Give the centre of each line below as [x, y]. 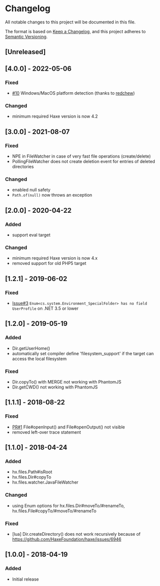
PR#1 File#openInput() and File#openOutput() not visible [68, 427]
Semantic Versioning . [26, 37]
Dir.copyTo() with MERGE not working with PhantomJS [67, 382]
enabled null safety [31, 190]
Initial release [25, 579]
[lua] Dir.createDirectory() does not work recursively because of [76, 534]
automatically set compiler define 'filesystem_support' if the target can [83, 353]
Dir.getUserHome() [31, 348]
